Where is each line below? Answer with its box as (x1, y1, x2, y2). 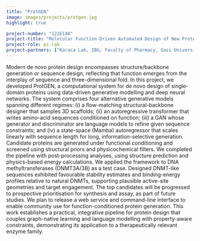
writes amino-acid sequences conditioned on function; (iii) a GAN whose (6, 114, 185, 121)
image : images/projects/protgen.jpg (6, 14, 97, 20)
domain (6, 89, 25, 96)
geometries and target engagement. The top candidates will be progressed (6, 183, 190, 190)
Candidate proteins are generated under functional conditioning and (6, 139, 173, 146)
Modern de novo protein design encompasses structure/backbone (6, 63, 170, 70)
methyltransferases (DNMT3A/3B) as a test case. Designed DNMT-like (6, 164, 180, 171)
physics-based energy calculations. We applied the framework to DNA (6, 158, 179, 165)
